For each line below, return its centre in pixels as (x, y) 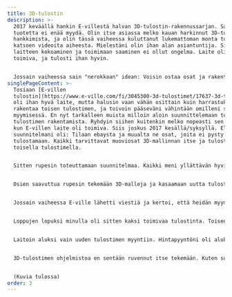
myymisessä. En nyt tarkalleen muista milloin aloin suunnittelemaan (115, 115)
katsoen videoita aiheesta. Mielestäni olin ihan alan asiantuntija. (115, 45)
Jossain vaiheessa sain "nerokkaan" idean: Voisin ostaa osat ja (109, 76)
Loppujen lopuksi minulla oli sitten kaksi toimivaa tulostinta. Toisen (120, 221)
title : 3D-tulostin (35, 13)
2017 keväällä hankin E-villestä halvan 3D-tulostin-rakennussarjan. (115, 26)
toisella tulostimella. (47, 147)
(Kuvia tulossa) (37, 276)
